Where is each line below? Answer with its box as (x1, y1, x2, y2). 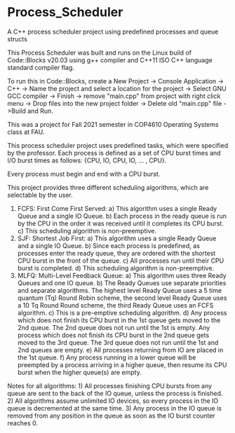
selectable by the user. (7, 191, 73, 199)
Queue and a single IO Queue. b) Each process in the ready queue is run (17, 212, 227, 220)
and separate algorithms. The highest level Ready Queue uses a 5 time (17, 286, 222, 294)
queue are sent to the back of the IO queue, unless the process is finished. (7, 389, 223, 397)
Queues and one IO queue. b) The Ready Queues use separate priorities (17, 278, 227, 287)
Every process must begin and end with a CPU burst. (7, 170, 161, 178)
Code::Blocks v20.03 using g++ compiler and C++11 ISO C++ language (7, 55, 213, 64)
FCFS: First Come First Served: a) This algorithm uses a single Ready (17, 204, 217, 212)
